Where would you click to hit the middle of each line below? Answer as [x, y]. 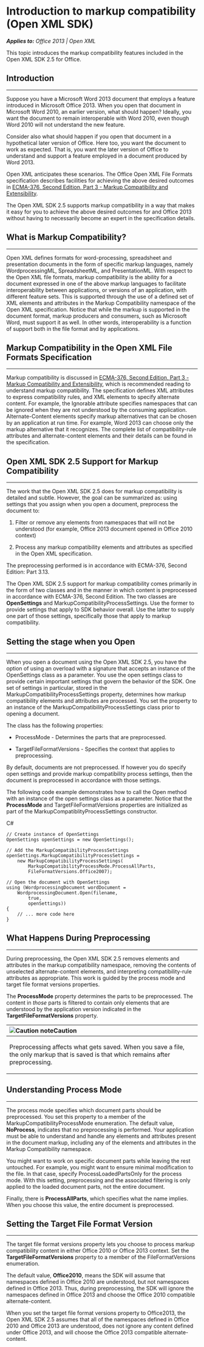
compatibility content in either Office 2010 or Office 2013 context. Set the [98, 1251]
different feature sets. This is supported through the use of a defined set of [100, 296]
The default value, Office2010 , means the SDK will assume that [86, 1275]
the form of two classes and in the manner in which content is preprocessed [102, 590]
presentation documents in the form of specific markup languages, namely [100, 264]
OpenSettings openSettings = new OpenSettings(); [70, 840]
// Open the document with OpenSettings [58, 882]
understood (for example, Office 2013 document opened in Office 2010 [104, 529]
